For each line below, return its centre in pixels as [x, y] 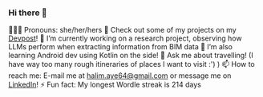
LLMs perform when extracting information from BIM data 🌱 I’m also [120, 47]
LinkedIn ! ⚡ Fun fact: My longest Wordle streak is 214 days [105, 85]
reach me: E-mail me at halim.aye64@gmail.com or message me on [120, 76]
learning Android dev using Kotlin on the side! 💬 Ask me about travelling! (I [131, 56]
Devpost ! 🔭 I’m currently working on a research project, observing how [125, 38]
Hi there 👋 [28, 13]
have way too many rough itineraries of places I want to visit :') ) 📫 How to [131, 64]
